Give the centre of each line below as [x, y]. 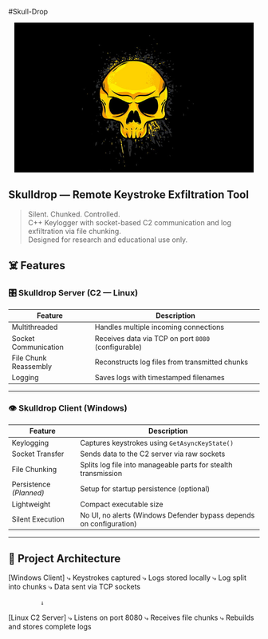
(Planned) [28, 493]
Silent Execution [38, 519]
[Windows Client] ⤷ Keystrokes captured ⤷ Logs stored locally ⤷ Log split [128, 577]
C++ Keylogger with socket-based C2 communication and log [129, 222]
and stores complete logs [50, 627]
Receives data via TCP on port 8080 [152, 338]
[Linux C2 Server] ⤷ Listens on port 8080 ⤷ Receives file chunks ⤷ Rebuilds [131, 617]
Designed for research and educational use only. [108, 240]
